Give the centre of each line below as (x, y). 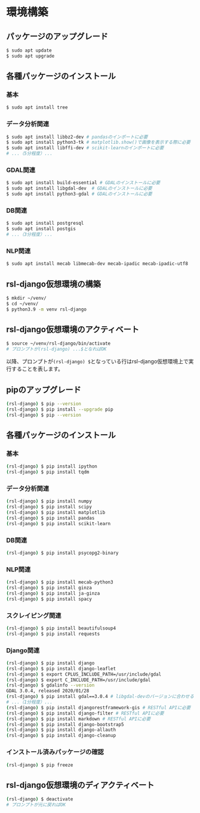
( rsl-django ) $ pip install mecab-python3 (60, 582)
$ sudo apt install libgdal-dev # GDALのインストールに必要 (79, 189)
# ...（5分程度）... (29, 153)
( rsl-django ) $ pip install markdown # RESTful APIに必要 (79, 719)
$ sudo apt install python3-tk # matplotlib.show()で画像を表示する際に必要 (99, 142)
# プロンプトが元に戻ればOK (36, 805)
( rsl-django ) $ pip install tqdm (48, 472)
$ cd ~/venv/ (22, 303)
